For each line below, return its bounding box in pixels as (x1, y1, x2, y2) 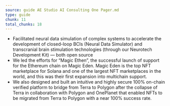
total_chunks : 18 (5, 21, 42, 27)
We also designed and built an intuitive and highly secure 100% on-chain (12, 79, 165, 85)
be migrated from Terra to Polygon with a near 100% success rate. (12, 95, 152, 101)
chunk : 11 (5, 17, 26, 22)
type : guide (5, 12, 30, 17)
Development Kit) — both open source (12, 52, 93, 58)
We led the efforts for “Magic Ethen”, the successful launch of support (12, 57, 160, 64)
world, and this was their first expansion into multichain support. (12, 73, 147, 79)
